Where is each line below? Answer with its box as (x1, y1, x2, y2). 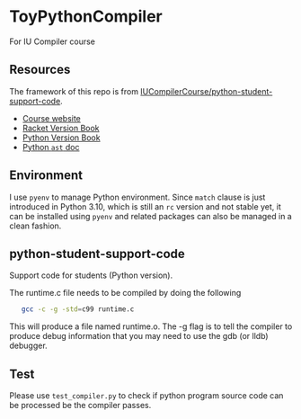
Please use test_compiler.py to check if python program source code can (9, 390, 284, 401)
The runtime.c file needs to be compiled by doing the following (9, 288, 242, 299)
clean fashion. (9, 220, 62, 231)
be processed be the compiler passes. (9, 400, 152, 411)
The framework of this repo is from (9, 85, 139, 96)
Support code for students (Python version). (9, 270, 173, 281)
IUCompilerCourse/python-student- (140, 85, 273, 96)
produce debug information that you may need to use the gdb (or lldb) (9, 331, 269, 342)
